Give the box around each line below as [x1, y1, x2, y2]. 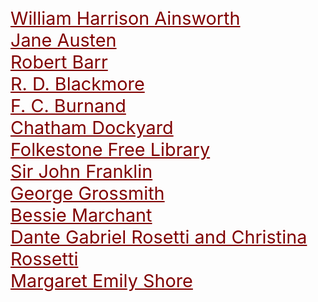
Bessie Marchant [10, 204, 153, 226]
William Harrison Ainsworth [10, 7, 241, 30]
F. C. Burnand [10, 94, 127, 117]
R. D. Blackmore [10, 72, 145, 95]
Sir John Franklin [10, 160, 153, 183]
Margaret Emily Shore [10, 269, 193, 292]
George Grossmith [10, 182, 165, 205]
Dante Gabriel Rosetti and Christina [10, 226, 308, 248]
